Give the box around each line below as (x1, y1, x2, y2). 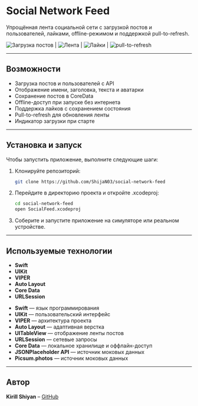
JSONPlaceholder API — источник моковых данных (14, 349, 145, 355)
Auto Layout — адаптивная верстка (14, 323, 105, 330)
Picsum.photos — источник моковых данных (14, 355, 128, 362)
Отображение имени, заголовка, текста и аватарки (14, 86, 144, 93)
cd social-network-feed (14, 201, 74, 207)
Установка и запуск (6, 140, 82, 150)
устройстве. (14, 223, 46, 230)
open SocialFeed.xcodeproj (14, 206, 81, 212)
